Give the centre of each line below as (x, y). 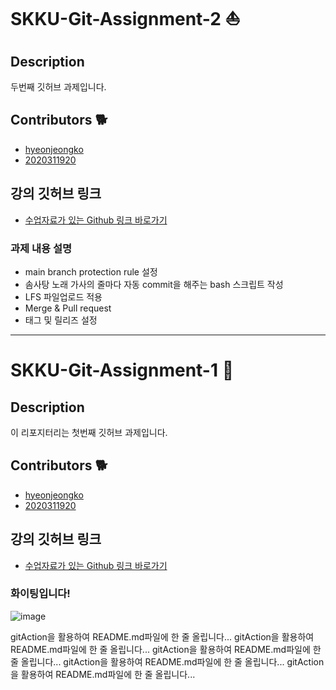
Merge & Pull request (68, 308)
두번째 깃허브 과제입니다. (58, 87)
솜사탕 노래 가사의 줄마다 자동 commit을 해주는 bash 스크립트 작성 (154, 284)
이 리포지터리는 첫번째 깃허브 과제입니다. (89, 432)
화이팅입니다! (40, 594)
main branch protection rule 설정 (91, 271)
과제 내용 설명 (41, 248)
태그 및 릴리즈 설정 (61, 320)
